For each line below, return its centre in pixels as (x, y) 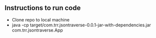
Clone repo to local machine (41, 19)
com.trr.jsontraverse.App (37, 30)
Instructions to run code (43, 8)
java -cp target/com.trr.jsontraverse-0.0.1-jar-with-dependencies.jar (81, 25)
